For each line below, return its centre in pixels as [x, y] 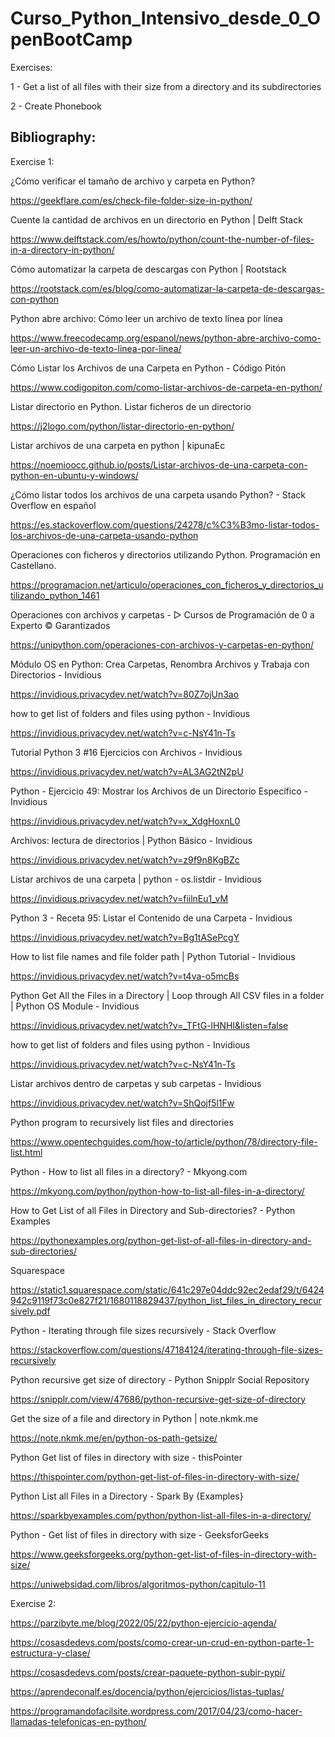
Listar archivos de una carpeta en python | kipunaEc [118, 445]
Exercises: [31, 67]
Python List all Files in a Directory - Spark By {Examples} [127, 1496]
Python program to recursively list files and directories [122, 1122]
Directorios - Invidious [56, 674]
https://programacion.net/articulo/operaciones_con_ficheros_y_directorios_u [167, 584]
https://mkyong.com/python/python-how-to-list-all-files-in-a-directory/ [157, 1191]
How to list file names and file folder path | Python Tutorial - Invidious [153, 956]
